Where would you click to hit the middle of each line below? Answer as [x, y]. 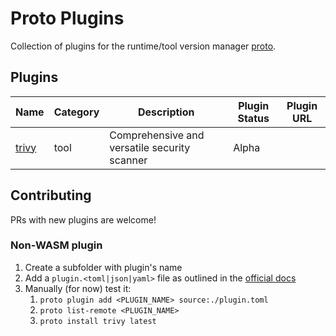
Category [76, 112]
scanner [128, 160]
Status [253, 118]
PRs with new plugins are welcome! [83, 219]
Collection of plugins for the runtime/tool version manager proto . [143, 46]
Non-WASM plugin [56, 245]
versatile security [150, 147]
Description [166, 112]
